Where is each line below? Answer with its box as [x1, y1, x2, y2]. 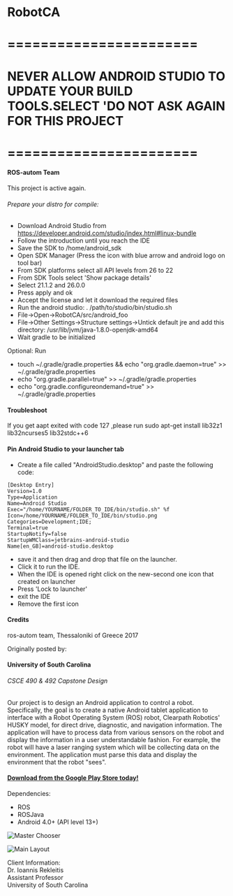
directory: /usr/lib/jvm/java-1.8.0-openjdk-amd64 [17, 326, 158, 334]
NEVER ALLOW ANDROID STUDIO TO [7, 68, 225, 84]
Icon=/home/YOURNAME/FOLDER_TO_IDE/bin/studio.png [7, 512, 158, 519]
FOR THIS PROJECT [7, 113, 124, 129]
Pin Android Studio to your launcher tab [7, 445, 124, 453]
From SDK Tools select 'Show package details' [17, 273, 152, 282]
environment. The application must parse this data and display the [7, 750, 197, 759]
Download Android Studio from [17, 222, 107, 230]
